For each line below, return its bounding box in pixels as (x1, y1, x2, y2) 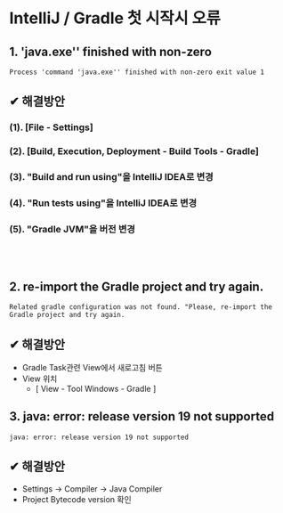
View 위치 (21, 373, 58, 384)
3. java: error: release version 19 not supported (9, 409, 274, 424)
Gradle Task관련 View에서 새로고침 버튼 (21, 362, 163, 372)
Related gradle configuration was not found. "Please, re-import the (9, 303, 273, 312)
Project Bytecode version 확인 (21, 493, 132, 504)
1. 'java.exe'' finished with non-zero (9, 44, 212, 59)
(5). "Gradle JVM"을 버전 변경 (9, 224, 135, 235)
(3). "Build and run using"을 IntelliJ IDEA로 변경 (9, 171, 214, 183)
